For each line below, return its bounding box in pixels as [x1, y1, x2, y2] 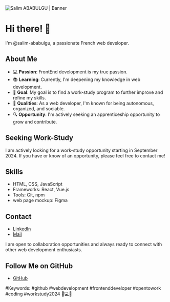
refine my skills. [12, 94, 46, 100]
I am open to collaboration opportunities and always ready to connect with [5, 241, 162, 248]
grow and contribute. [12, 118, 57, 125]
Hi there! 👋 [5, 23, 51, 35]
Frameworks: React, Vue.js [12, 187, 70, 193]
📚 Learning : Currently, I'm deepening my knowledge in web [12, 76, 141, 83]
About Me [5, 55, 37, 64]
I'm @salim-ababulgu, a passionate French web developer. [5, 39, 130, 46]
